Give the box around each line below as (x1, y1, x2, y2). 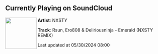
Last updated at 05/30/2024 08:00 (37, 42, 110, 48)
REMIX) (37, 32, 53, 38)
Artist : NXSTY (37, 17, 67, 23)
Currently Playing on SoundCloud (5, 4, 113, 12)
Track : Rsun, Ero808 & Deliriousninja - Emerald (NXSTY (37, 27, 153, 33)
